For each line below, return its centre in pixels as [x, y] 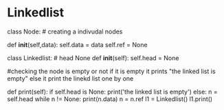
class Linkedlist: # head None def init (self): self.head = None [93, 58]
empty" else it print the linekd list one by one [70, 78]
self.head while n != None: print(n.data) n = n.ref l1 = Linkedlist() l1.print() [110, 99]
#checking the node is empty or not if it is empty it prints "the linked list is [111, 71]
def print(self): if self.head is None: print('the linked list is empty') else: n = [112, 92]
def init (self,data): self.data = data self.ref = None [77, 44]
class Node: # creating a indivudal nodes [65, 31]
